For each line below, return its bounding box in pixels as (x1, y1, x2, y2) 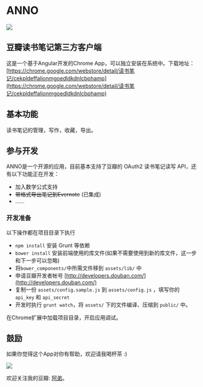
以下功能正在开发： (11, 171, 59, 178)
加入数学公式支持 (14, 183, 58, 190)
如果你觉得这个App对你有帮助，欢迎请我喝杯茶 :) (6, 350, 127, 357)
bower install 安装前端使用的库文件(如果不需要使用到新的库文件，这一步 (14, 249, 197, 256)
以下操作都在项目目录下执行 (6, 229, 76, 236)
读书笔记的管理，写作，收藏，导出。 (6, 126, 97, 134)
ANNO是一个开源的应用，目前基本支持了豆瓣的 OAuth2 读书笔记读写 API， (6, 163, 192, 170)
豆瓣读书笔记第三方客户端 (6, 42, 101, 53)
